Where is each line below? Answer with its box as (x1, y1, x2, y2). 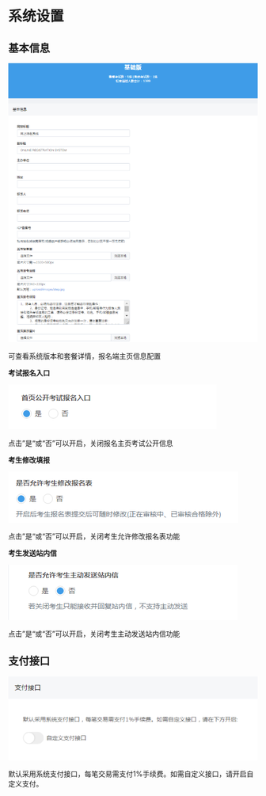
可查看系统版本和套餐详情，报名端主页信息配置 (8, 351, 161, 360)
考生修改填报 (8, 455, 50, 464)
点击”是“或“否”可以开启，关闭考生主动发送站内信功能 (8, 629, 180, 638)
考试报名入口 (8, 368, 50, 377)
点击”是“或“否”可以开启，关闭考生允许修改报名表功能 (8, 531, 180, 541)
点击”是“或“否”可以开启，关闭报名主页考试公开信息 (8, 438, 173, 448)
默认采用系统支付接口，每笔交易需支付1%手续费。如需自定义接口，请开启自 (8, 769, 254, 779)
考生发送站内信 (8, 548, 57, 558)
